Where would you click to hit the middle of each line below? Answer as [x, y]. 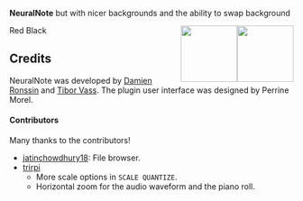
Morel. [21, 99]
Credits [31, 59]
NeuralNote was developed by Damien [81, 80]
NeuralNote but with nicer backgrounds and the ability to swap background [150, 13]
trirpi [31, 168]
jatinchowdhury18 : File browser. [82, 158]
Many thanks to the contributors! [70, 141]
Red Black [28, 30]
